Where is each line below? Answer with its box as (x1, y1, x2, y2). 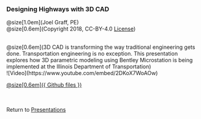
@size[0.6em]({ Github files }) (6, 81, 82, 88)
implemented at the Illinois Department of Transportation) (6, 63, 151, 70)
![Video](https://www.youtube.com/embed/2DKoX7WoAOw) (6, 70, 158, 77)
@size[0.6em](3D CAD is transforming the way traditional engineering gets (6, 43, 195, 51)
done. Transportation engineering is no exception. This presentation (6, 50, 178, 57)
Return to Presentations (6, 106, 66, 114)
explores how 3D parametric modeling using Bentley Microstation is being (6, 57, 193, 64)
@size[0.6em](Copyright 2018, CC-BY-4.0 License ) (6, 25, 136, 32)
